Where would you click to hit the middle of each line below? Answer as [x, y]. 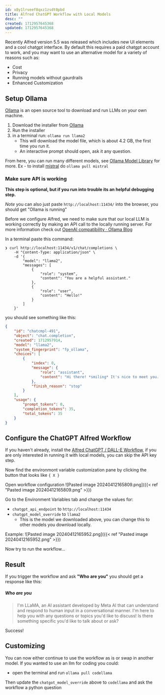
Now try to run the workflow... [35, 549]
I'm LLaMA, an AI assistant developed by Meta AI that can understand [88, 605]
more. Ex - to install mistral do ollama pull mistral [57, 166]
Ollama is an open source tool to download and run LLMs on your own [76, 110]
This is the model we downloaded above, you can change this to [84, 520]
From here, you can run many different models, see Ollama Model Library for [82, 161]
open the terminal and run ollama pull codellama [62, 672]
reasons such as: [22, 58]
